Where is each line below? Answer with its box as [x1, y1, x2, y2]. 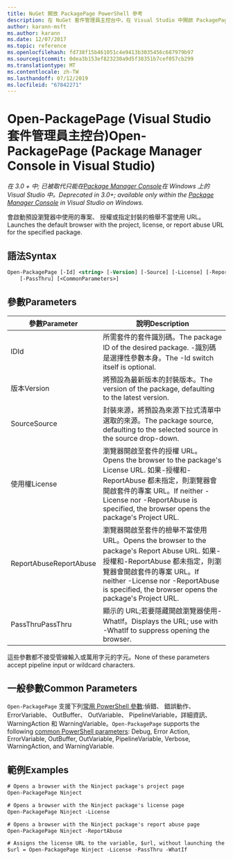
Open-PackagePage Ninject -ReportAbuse [7, 827, 123, 834]
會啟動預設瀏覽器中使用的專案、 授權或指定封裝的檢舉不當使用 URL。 [7, 213, 205, 221]
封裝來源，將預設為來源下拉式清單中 [103, 405, 221, 414]
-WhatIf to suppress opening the [103, 625, 210, 635]
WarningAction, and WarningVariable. [7, 742, 114, 751]
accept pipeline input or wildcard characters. [7, 660, 135, 669]
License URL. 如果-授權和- [103, 465, 192, 475]
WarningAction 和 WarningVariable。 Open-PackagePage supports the [7, 720, 200, 728]
